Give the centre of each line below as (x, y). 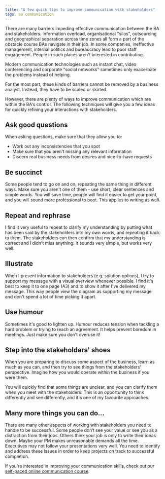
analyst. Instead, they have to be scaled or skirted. (56, 89)
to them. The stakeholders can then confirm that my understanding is (75, 238)
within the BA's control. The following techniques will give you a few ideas (80, 104)
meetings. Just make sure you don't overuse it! (53, 334)
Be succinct (24, 172)
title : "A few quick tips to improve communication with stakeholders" (80, 10)
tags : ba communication (30, 14)
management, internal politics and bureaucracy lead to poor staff (71, 49)
